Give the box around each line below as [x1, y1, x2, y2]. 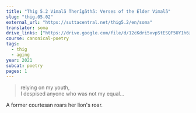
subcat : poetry [6, 62, 43, 69]
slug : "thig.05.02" [6, 14, 54, 20]
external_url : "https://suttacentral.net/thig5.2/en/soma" [6, 19, 153, 25]
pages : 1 [6, 68, 27, 74]
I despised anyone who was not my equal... [20, 90, 125, 97]
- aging [11, 52, 30, 58]
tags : [6, 41, 19, 47]
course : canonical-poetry [6, 36, 69, 41]
